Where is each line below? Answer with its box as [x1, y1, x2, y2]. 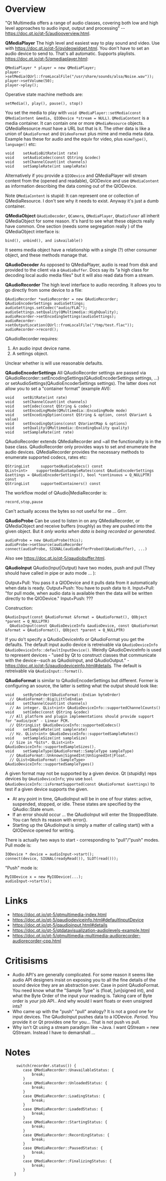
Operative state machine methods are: [5, 91, 83, 97]
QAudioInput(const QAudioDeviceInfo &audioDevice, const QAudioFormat [9, 623, 159, 628]
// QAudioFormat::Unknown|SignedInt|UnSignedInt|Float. [9, 753, 127, 758]
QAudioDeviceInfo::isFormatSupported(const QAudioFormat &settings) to [5, 781, 155, 787]
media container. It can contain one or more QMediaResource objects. [5, 120, 144, 126]
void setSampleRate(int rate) [5, 429, 74, 434]
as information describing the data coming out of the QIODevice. [5, 183, 137, 189]
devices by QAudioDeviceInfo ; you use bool [5, 775, 93, 781]
